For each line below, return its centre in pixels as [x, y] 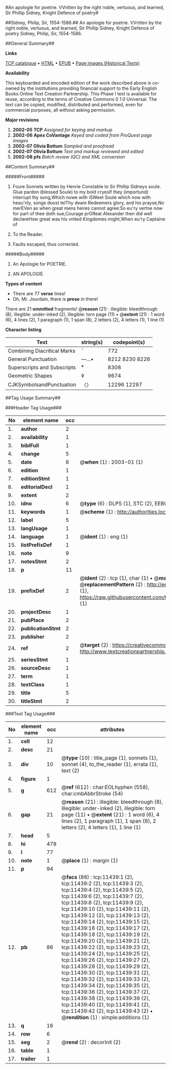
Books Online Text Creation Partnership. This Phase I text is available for [81, 94]
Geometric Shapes [30, 376]
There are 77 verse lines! [39, 294]
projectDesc [36, 612]
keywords [33, 512]
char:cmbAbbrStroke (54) [92, 794]
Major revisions [22, 120]
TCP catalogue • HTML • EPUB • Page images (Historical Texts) [73, 63]
